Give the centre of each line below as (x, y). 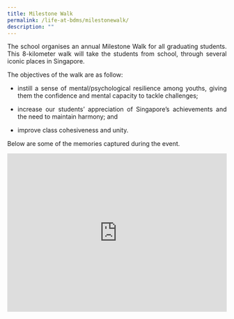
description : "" (31, 27)
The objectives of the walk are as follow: (65, 75)
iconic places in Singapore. (46, 61)
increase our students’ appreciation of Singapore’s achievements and (122, 110)
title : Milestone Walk (40, 14)
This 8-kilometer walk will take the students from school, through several (117, 54)
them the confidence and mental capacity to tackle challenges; (108, 96)
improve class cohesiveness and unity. (73, 131)
